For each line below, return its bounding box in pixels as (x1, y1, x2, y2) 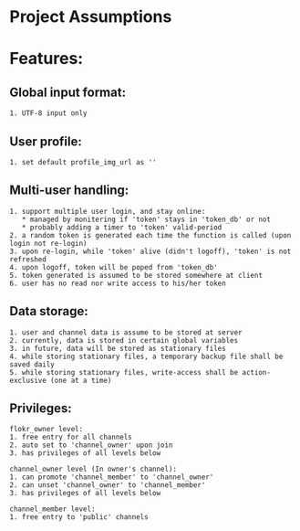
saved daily (9, 359, 55, 369)
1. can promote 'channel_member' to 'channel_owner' (9, 473, 214, 482)
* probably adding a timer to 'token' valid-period (21, 222, 222, 232)
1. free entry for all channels (9, 432, 132, 442)
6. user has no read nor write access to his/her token (9, 279, 226, 288)
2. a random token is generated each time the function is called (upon (9, 230, 292, 239)
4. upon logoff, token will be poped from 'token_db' (9, 262, 219, 271)
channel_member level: (9, 504, 96, 514)
